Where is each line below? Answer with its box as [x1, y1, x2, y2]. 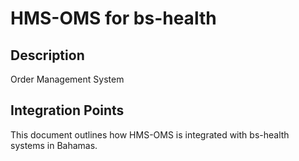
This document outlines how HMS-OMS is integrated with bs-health [10, 128, 290, 141]
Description [10, 47, 85, 64]
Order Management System [10, 73, 125, 85]
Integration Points [10, 102, 125, 119]
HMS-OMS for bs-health [10, 7, 217, 30]
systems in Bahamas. [10, 139, 98, 151]
